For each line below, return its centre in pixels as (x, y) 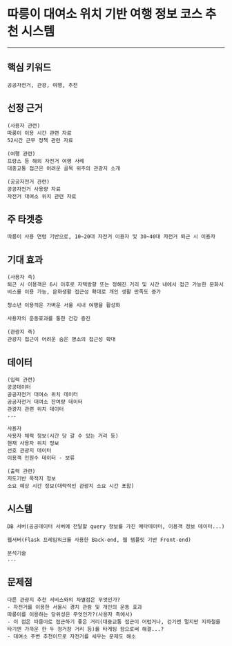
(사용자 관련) (24, 126)
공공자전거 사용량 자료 (34, 189)
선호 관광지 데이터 (29, 451)
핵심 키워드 (29, 67)
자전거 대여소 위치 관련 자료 (42, 196)
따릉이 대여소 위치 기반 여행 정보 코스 (105, 14)
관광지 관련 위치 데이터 (36, 409)
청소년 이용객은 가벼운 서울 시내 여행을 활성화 (64, 305)
